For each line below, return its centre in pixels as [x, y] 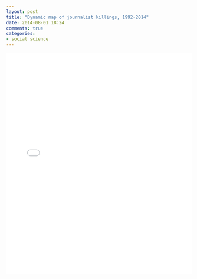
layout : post [22, 12]
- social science [27, 39]
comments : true [25, 28]
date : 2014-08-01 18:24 [35, 22]
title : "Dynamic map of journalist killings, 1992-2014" [78, 17]
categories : [21, 34]
